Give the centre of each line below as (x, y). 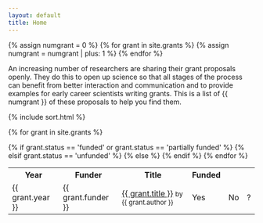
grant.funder (86, 197)
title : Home (27, 23)
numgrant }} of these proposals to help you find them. (95, 102)
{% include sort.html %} (47, 117)
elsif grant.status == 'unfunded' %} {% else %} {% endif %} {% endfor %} (128, 155)
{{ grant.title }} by (152, 193)
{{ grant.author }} (148, 202)
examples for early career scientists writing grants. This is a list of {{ (118, 93)
